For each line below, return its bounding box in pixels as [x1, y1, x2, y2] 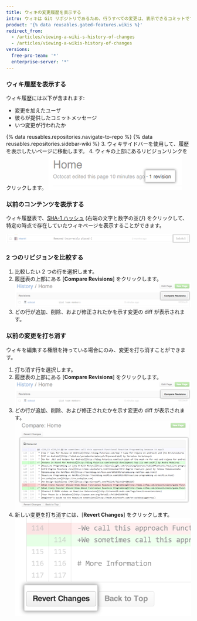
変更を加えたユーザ [14, 107, 62, 114]
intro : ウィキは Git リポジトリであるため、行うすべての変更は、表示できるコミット [6, 15, 186, 22]
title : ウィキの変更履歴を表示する [6, 9, 81, 15]
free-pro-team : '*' [11, 53, 59, 59]
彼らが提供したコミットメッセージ [14, 114, 97, 121]
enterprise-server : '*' [11, 59, 69, 64]
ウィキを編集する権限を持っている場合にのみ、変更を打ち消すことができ [6, 346, 181, 353]
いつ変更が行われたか [14, 121, 66, 128]
